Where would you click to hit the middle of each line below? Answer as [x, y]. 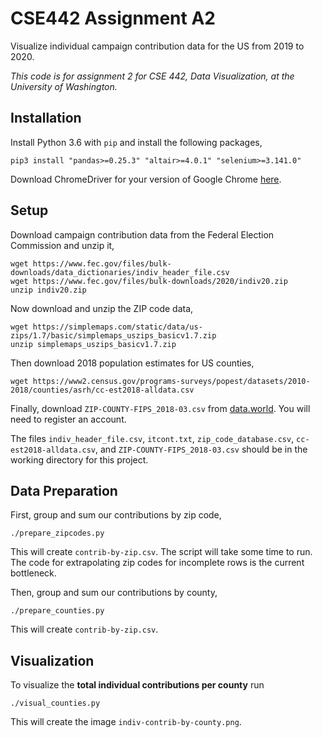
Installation [46, 118]
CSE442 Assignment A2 [113, 18]
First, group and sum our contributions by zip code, [116, 515]
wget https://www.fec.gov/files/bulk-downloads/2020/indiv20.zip [149, 281]
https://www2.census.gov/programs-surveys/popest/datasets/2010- [171, 381]
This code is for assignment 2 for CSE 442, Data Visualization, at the [152, 76]
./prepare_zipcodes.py [57, 533]
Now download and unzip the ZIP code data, [102, 308]
